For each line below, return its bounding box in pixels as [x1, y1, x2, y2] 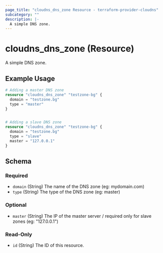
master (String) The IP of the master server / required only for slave [12, 213, 152, 219]
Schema [5, 157, 32, 166]
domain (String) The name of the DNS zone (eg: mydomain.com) [12, 184, 145, 190]
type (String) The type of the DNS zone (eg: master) [12, 189, 121, 195]
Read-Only [5, 231, 33, 238]
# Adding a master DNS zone [5, 88, 64, 93]
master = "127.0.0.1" [10, 138, 55, 143]
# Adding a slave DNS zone [5, 120, 62, 125]
